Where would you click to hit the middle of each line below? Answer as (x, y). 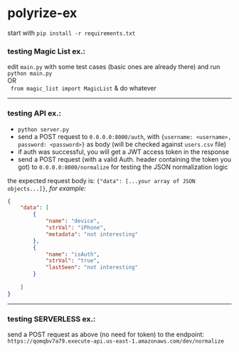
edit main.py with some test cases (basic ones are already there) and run (114, 67)
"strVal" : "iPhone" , (76, 228)
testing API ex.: (34, 113)
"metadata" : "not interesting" (92, 234)
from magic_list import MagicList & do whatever (84, 88)
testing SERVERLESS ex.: (52, 319)
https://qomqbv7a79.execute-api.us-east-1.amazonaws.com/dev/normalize (116, 341)
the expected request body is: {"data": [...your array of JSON (101, 180)
